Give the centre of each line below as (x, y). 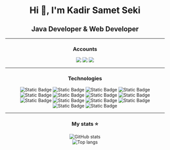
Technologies (85, 79)
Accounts (85, 49)
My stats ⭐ (85, 124)
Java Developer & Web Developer (85, 29)
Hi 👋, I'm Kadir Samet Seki (85, 10)
